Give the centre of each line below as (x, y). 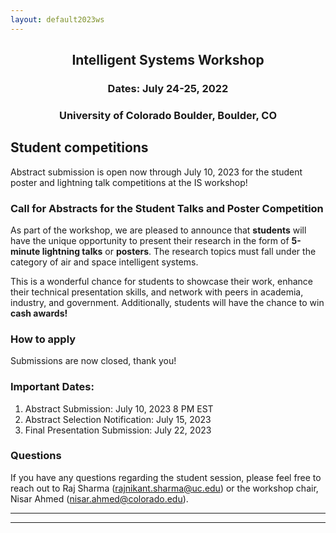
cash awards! (39, 313)
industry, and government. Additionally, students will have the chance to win (167, 302)
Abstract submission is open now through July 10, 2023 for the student (156, 172)
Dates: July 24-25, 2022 (168, 88)
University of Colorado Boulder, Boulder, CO (168, 115)
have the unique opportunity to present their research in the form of (150, 240)
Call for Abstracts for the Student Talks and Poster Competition (167, 208)
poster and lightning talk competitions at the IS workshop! (129, 182)
